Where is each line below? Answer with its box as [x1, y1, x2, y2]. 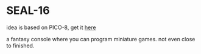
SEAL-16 [6, 4, 50, 18]
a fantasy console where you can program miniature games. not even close [6, 35, 196, 42]
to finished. [6, 42, 35, 49]
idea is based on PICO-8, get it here [6, 24, 96, 31]
